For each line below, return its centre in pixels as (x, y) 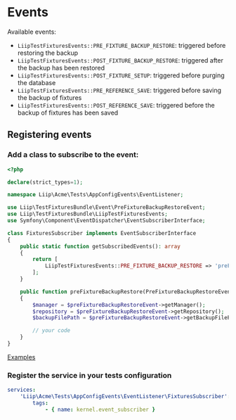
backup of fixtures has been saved (68, 113)
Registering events (50, 135)
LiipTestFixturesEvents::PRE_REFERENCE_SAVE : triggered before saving (119, 90)
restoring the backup (48, 53)
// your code (52, 331)
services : (22, 390)
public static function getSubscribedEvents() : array (100, 246)
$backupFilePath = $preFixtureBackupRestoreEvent (106, 318)
